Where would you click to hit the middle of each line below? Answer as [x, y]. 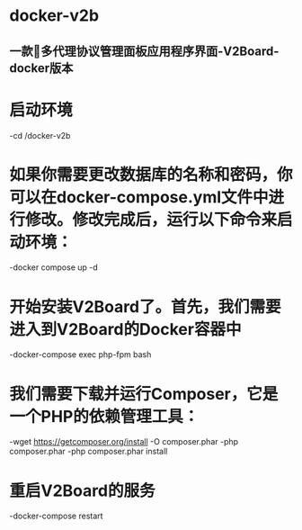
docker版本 [41, 68]
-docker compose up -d [54, 267]
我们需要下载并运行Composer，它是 [144, 394]
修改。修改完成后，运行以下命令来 [151, 219]
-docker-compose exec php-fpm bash [80, 355]
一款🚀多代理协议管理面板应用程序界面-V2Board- [144, 51]
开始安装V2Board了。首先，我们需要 [145, 306]
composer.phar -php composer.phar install [89, 452]
